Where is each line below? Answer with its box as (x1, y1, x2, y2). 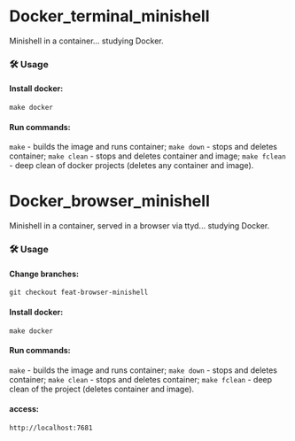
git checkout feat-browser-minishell (9, 288, 149, 298)
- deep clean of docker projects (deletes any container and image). (9, 160, 254, 171)
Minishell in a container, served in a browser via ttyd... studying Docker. (9, 220, 270, 231)
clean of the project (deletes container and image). (9, 383, 195, 394)
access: (9, 404, 40, 414)
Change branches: (9, 268, 80, 279)
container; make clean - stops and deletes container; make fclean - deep (9, 374, 273, 384)
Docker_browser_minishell (9, 191, 210, 212)
